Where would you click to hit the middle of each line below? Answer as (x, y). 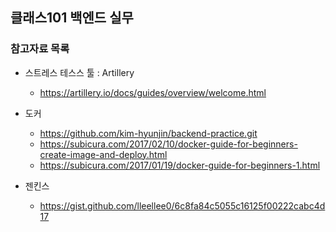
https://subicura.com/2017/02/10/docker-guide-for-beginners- (168, 144)
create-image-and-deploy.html (103, 154)
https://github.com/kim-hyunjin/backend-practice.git (148, 133)
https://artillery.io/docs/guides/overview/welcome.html (153, 92)
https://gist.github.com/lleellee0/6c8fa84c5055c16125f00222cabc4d (182, 205)
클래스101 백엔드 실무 (72, 18)
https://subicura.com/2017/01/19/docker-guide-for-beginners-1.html (180, 165)
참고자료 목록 (40, 49)
